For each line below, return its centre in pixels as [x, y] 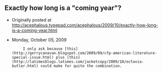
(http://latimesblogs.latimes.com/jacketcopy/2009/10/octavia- [78, 61]
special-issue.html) [33, 57]
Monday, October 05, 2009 [39, 40]
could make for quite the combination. [81, 66]
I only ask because [43, 49]
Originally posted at [31, 20]
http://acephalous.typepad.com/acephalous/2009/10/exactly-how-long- [85, 25]
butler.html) [25, 66]
